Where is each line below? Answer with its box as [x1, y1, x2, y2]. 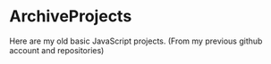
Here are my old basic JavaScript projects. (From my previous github [9, 36, 263, 46]
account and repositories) [9, 44, 105, 55]
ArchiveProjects [9, 6, 132, 27]
